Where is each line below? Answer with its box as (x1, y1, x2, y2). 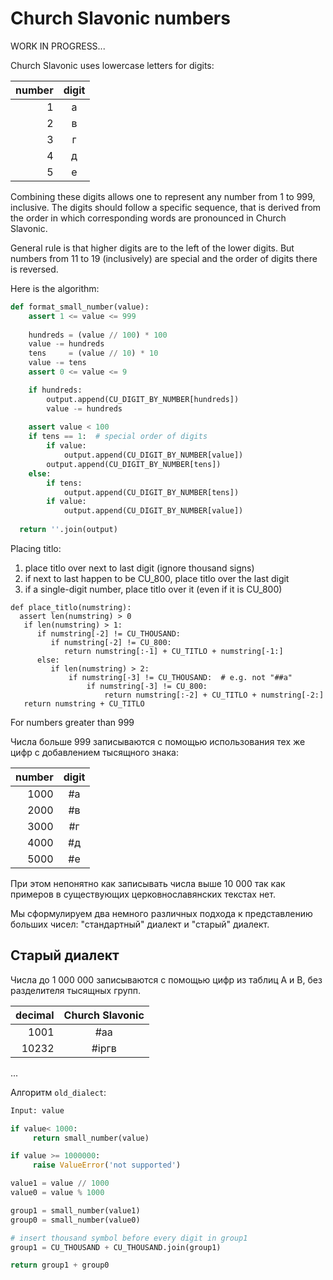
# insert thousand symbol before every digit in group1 (10, 1233, 248, 1243)
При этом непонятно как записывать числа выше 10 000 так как (10, 877, 286, 889)
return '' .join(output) (19, 525, 118, 535)
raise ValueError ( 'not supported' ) (32, 1160, 182, 1171)
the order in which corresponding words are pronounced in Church (10, 212, 287, 224)
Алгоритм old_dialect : (10, 1086, 107, 1098)
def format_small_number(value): (10, 302, 150, 312)
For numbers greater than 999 (10, 716, 135, 728)
